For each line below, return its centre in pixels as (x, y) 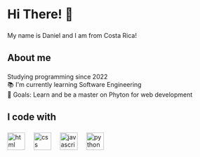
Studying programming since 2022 (58, 77)
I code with (32, 117)
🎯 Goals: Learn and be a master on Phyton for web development (100, 95)
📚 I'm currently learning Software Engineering (74, 85)
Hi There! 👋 (40, 14)
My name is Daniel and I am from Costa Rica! (72, 36)
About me (29, 58)
